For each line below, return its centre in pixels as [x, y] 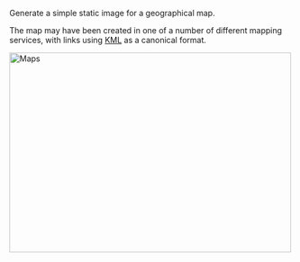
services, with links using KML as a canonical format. [108, 40]
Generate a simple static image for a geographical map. [112, 13]
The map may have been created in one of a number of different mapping [145, 30]
